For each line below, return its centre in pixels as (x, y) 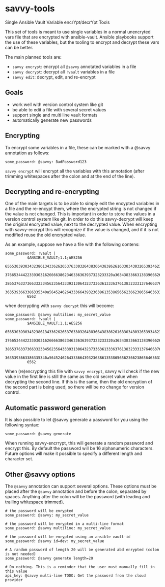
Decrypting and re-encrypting (52, 191)
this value (16, 571)
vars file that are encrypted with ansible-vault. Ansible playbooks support (79, 37)
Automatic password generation (56, 408)
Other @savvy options (40, 474)
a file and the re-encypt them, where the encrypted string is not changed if (81, 209)
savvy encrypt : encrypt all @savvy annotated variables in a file (74, 67)
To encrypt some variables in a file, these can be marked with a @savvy (78, 147)
